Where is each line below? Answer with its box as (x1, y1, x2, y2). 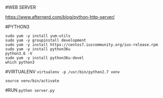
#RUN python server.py (5, 87, 55, 93)
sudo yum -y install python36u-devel (5, 55, 84, 60)
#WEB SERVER (5, 5, 36, 10)
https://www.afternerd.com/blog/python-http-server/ (5, 14, 115, 20)
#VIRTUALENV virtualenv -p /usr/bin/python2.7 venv (5, 69, 120, 74)
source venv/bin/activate (5, 78, 59, 83)
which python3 (5, 60, 35, 65)
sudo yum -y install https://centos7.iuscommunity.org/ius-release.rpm (5, 42, 158, 47)
